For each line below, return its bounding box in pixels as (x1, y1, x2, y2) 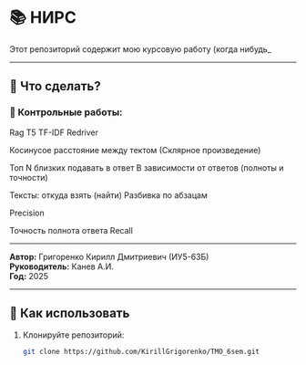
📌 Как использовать (9, 306, 130, 321)
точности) (9, 172, 48, 182)
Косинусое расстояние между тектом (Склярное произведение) (9, 144, 261, 155)
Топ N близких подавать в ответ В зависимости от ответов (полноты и (9, 162, 284, 173)
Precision (9, 207, 45, 218)
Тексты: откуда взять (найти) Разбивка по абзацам (9, 189, 208, 201)
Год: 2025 (9, 270, 48, 281)
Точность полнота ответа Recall (9, 224, 134, 235)
